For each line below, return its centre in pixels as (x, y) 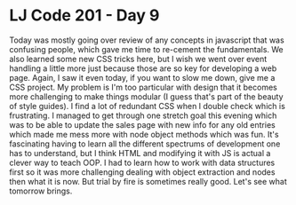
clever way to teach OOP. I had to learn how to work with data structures (142, 162)
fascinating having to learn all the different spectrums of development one (145, 144)
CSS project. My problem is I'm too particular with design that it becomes (143, 87)
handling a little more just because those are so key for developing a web (143, 68)
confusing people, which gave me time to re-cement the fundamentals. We (147, 49)
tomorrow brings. (41, 191)
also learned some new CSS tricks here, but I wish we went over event (138, 59)
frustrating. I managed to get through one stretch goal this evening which (143, 115)
